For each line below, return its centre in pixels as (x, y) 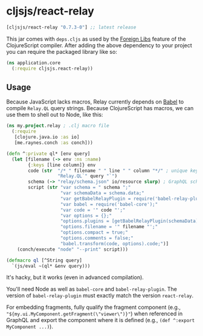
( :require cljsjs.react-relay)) (53, 68)
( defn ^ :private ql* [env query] (48, 153)
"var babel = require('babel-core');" (109, 204)
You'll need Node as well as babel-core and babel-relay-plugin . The (92, 289)
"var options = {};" (86, 216)
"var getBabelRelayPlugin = (95, 199)
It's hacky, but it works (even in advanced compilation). (75, 277)
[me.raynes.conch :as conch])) (54, 143)
